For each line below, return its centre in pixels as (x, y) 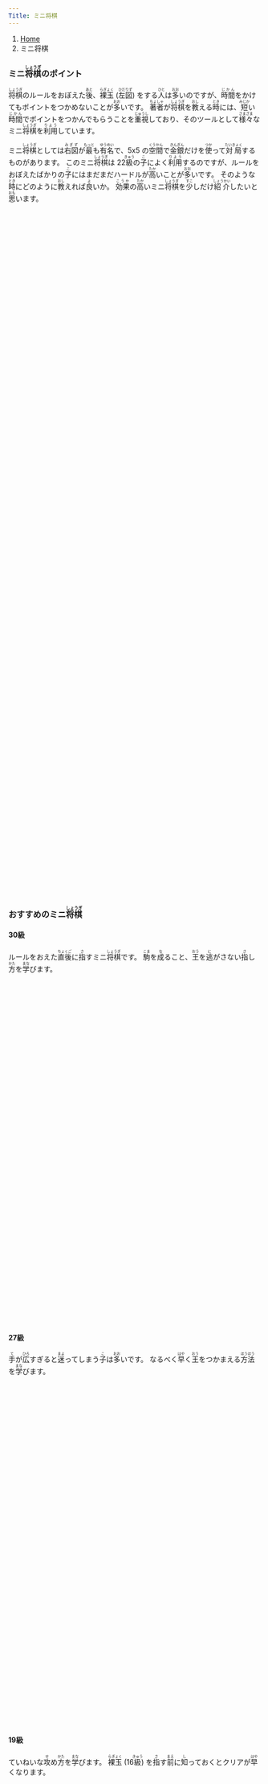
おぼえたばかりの (37, 174)
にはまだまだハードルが (111, 174)
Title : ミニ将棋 (33, 16)
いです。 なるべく (149, 1360)
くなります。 (29, 1772)
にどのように (37, 186)
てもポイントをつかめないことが (61, 107)
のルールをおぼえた (54, 95)
